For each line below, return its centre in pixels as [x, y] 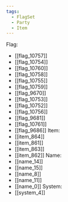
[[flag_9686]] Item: [37, 131]
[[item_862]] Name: [38, 155]
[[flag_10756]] [31, 112]
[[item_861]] [29, 143]
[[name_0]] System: [38, 186]
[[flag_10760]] [31, 69]
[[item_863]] [30, 149]
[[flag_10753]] [31, 100]
